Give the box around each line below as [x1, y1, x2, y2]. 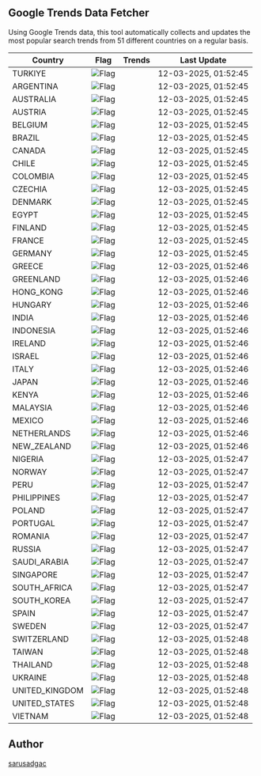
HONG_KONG [12, 286, 63, 297]
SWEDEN [12, 620, 47, 631]
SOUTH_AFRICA [12, 581, 73, 592]
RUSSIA [12, 543, 42, 555]
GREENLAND [12, 273, 61, 284]
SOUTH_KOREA [12, 595, 71, 606]
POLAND [12, 505, 46, 516]
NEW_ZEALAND [12, 441, 72, 452]
